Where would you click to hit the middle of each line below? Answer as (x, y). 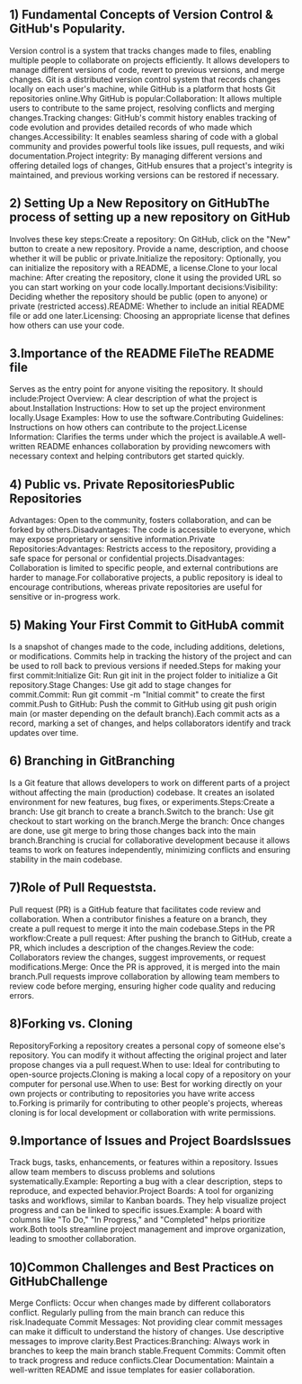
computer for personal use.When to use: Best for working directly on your (146, 1083)
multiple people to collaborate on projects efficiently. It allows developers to (150, 60)
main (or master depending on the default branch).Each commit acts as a (145, 714)
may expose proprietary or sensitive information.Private (112, 539)
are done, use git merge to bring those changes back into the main (133, 830)
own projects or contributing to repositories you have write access (132, 1093)
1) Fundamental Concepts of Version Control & (142, 15)
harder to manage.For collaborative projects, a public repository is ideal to (146, 578)
